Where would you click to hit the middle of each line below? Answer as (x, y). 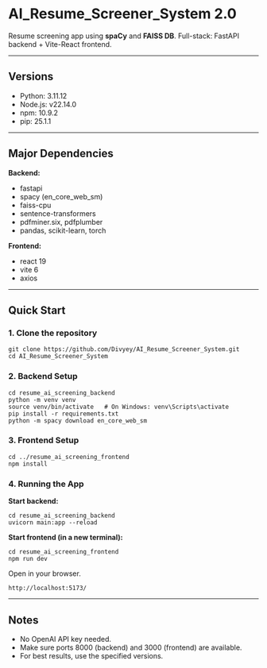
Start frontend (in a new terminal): (66, 538)
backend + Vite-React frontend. (60, 44)
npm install (28, 464)
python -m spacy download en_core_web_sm (78, 421)
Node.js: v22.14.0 (48, 104)
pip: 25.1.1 (35, 121)
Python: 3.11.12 (43, 95)
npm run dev (28, 559)
